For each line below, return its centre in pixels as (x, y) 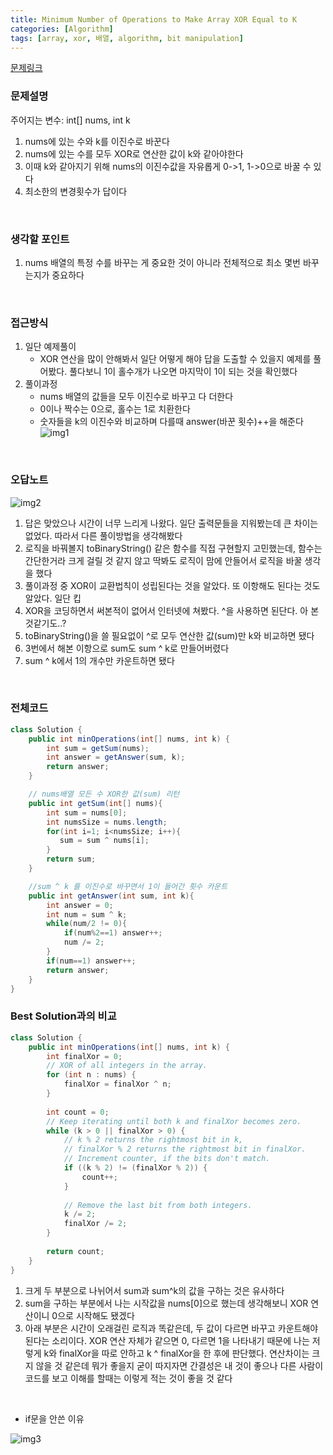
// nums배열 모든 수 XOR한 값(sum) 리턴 (104, 794)
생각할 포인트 (40, 239)
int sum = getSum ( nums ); (98, 748)
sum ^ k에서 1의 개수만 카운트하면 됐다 (99, 660)
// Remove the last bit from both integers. (158, 1205)
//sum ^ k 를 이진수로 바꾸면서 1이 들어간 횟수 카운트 (128, 886)
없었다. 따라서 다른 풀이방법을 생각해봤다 (103, 535)
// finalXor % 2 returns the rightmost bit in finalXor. (185, 1149)
